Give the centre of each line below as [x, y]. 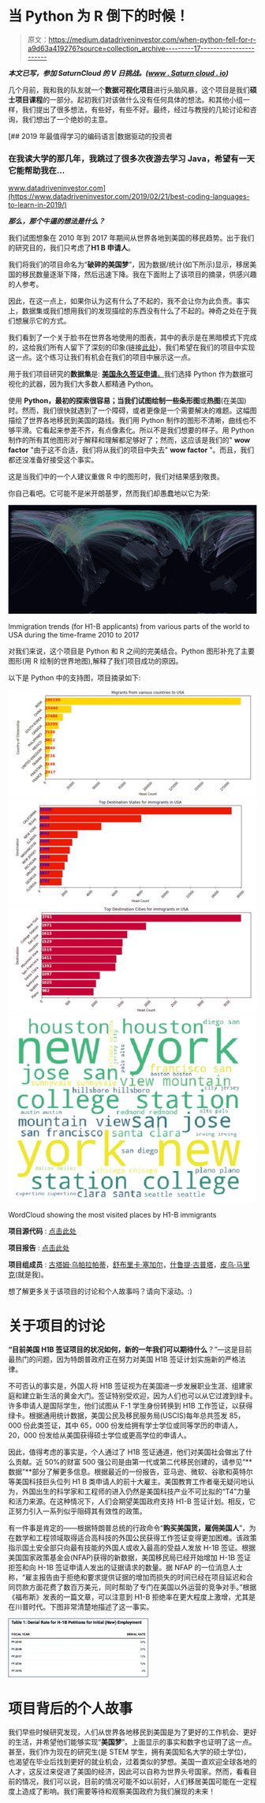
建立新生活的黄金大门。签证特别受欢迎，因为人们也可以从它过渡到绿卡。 [139, 1395]
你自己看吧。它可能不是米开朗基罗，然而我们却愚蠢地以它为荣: [110, 493]
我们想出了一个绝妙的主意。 [67, 119]
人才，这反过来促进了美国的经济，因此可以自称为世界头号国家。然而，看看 [129, 1771]
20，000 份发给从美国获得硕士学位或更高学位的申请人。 [99, 1435]
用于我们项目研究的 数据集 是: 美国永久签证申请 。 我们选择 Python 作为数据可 [131, 374]
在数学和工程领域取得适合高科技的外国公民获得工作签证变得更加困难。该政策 [132, 1537]
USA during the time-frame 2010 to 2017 [74, 634]
